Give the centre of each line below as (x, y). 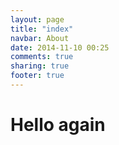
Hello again (58, 125)
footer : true (37, 76)
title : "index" (42, 29)
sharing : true (40, 66)
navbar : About (40, 38)
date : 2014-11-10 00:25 (60, 47)
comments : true (42, 57)
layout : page (37, 19)
